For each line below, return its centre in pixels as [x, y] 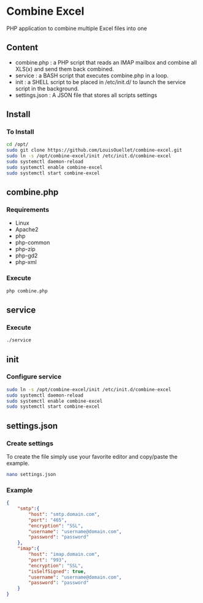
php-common [33, 243]
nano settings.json [31, 474]
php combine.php [27, 291]
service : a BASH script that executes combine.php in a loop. [92, 76]
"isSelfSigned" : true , [57, 571]
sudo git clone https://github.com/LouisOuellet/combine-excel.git [94, 150]
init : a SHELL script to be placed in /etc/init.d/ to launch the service [100, 82]
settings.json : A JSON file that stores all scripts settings [86, 95]
